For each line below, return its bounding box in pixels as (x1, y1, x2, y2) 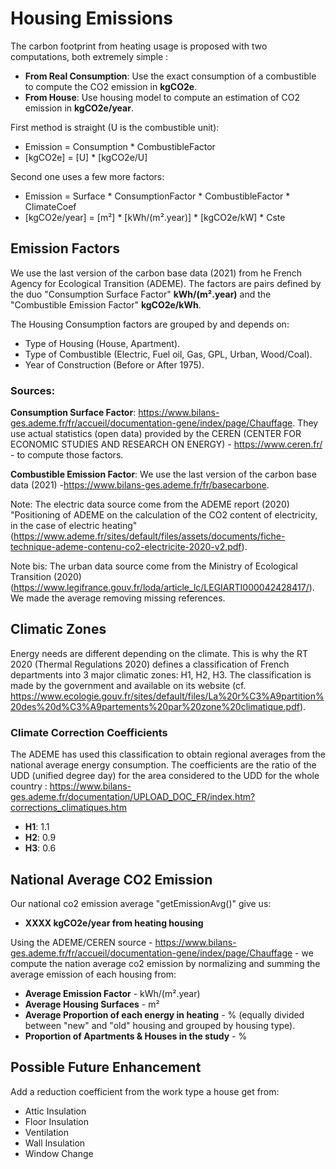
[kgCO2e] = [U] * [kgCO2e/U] (24, 151, 148, 163)
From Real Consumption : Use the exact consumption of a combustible (24, 70, 317, 82)
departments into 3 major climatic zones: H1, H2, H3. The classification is (10, 668, 312, 681)
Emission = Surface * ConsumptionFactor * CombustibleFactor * (24, 190, 291, 202)
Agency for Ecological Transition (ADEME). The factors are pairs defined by (10, 277, 322, 289)
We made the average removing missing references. (10, 592, 226, 604)
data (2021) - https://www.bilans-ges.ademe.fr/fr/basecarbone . (10, 479, 270, 491)
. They (292, 417, 319, 429)
